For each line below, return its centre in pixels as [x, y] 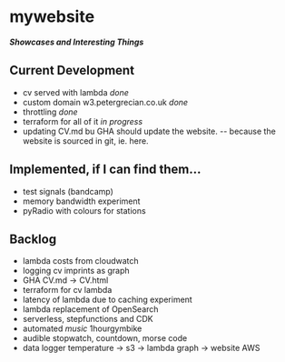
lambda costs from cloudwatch [80, 261]
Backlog [33, 239]
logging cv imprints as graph [76, 271]
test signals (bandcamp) [68, 191]
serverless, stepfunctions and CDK [88, 319]
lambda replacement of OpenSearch [90, 309]
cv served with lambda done [76, 92]
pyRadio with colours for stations [84, 210]
